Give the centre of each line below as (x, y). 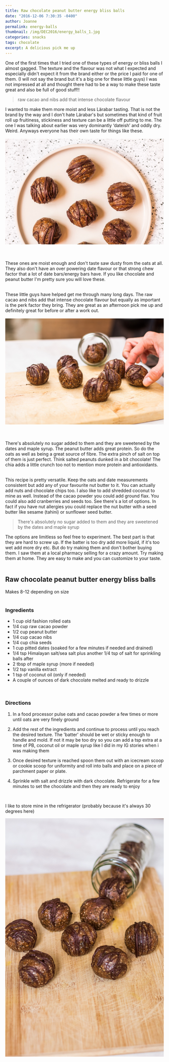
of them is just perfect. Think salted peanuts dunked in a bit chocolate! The (83, 460)
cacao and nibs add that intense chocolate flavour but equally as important (83, 300)
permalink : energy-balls (31, 27)
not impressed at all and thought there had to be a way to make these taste (83, 84)
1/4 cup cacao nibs (32, 637)
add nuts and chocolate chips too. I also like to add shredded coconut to (80, 491)
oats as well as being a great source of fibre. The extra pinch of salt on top (82, 454)
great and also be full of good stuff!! (43, 90)
